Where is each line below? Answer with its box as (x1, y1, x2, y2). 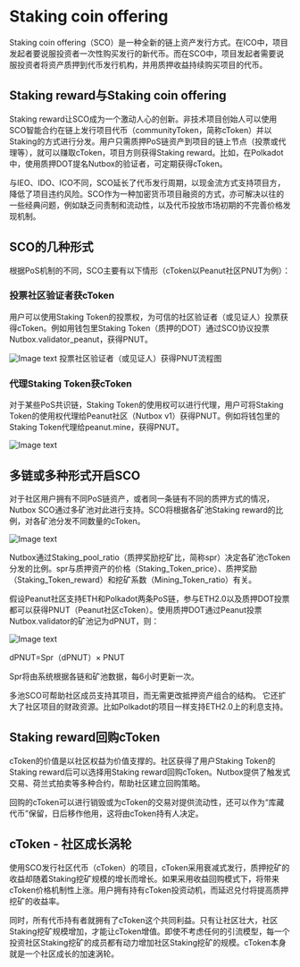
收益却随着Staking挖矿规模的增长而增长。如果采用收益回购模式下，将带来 (9, 873, 279, 884)
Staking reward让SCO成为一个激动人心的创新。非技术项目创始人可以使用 (9, 114, 278, 124)
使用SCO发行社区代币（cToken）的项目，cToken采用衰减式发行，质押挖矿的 (9, 861, 290, 873)
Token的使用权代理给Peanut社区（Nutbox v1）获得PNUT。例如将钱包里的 (9, 411, 280, 421)
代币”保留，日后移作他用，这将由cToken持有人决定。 (9, 808, 204, 819)
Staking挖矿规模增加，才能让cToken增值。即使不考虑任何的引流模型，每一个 (9, 926, 290, 937)
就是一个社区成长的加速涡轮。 (9, 948, 119, 959)
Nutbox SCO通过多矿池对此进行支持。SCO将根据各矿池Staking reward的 (9, 504, 276, 515)
